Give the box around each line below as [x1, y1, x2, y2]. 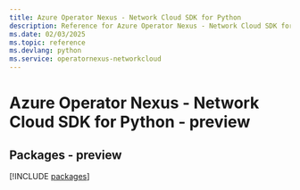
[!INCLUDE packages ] [9, 171, 90, 181]
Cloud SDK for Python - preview [9, 112, 251, 132]
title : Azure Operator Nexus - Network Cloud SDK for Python [9, 12, 242, 22]
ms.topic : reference [9, 37, 87, 47]
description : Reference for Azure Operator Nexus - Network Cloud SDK [9, 21, 278, 30]
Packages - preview [9, 147, 122, 162]
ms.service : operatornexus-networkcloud [9, 54, 162, 63]
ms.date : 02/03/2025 [9, 29, 87, 38]
